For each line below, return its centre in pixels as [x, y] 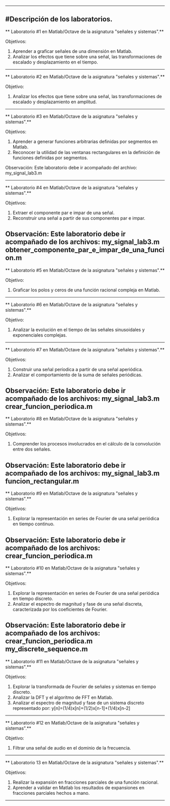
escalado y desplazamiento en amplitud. [55, 102]
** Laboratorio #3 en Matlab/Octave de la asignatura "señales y [72, 116]
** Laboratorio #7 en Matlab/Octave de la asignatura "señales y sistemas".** [85, 349]
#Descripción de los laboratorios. [59, 19]
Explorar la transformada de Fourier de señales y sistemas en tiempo [84, 686]
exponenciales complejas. [40, 335]
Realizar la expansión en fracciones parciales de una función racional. [86, 782]
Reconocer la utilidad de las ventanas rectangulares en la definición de [86, 152]
